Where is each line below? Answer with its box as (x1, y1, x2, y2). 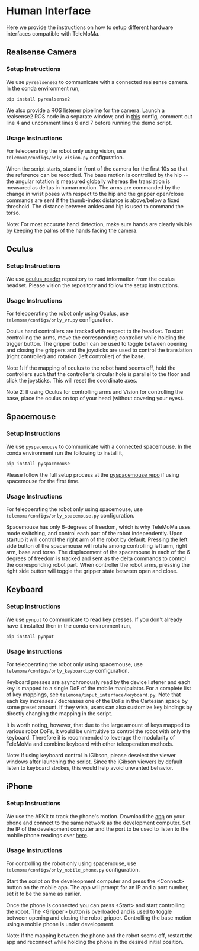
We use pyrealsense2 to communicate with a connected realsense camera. (6, 78, 189, 85)
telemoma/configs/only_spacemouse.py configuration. (6, 512, 135, 519)
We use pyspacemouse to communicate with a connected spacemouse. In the (6, 443, 192, 450)
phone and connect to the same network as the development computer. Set (6, 819, 191, 826)
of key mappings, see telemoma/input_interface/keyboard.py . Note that (6, 691, 181, 698)
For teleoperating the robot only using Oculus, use (6, 310, 129, 317)
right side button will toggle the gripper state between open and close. (6, 567, 178, 574)
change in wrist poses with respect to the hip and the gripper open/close (6, 190, 184, 197)
